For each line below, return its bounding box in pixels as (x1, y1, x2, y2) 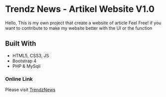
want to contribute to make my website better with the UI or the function (5, 25, 153, 31)
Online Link (5, 75, 33, 82)
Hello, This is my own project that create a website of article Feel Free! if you (5, 20, 162, 26)
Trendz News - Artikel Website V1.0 (5, 3, 155, 15)
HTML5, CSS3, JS (12, 52, 50, 58)
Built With (5, 40, 36, 48)
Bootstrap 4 (12, 58, 37, 64)
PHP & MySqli (12, 63, 41, 69)
